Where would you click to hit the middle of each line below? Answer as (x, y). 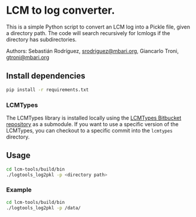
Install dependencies (46, 76)
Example (19, 190)
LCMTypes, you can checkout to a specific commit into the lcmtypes (90, 130)
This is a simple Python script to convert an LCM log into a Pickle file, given (98, 27)
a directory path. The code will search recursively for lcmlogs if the (88, 33)
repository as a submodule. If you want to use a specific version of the (92, 124)
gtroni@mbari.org (28, 57)
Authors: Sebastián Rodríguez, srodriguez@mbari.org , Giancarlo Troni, (93, 51)
